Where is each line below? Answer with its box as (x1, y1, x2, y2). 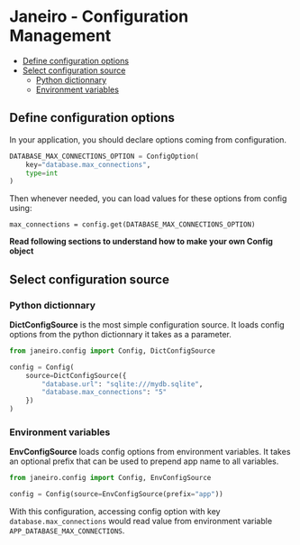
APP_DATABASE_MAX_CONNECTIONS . (9, 525, 125, 536)
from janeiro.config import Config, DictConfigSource (9, 346, 216, 356)
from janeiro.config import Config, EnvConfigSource (9, 474, 212, 483)
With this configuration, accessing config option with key (9, 506, 221, 517)
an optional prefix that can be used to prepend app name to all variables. (9, 456, 279, 466)
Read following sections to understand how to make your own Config (9, 236, 273, 247)
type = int (25, 169, 59, 178)
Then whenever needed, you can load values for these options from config (9, 193, 287, 204)
